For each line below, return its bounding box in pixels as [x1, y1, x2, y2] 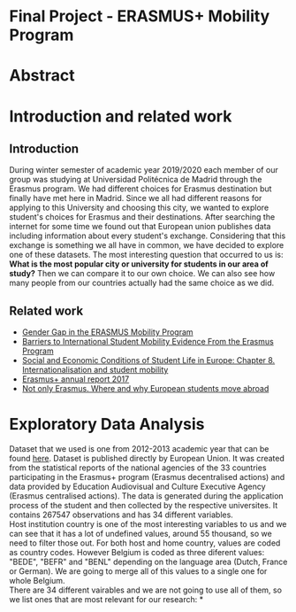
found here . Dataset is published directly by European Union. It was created [9, 453, 285, 464]
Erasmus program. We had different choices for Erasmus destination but [9, 183, 272, 194]
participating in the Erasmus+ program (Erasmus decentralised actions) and [9, 472, 285, 483]
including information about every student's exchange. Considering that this [9, 230, 286, 241]
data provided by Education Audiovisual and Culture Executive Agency [9, 481, 267, 492]
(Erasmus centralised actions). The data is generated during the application [9, 491, 285, 501]
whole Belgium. [9, 576, 65, 586]
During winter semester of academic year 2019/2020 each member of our [9, 165, 278, 175]
